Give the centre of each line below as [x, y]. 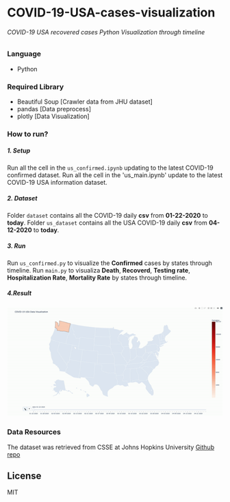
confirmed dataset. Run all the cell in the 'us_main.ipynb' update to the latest [115, 175]
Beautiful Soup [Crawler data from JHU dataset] [85, 102]
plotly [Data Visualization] [53, 116]
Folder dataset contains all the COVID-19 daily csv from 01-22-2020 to [108, 215]
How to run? [28, 134]
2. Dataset [22, 198]
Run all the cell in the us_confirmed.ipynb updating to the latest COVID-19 [110, 168]
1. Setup [19, 150]
